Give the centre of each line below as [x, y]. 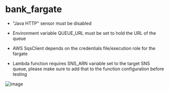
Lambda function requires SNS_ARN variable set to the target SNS [81, 63]
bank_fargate [34, 9]
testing [20, 74]
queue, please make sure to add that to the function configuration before [88, 69]
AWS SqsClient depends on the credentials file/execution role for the [84, 48]
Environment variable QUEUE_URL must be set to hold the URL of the [84, 33]
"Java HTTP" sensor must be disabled [52, 23]
